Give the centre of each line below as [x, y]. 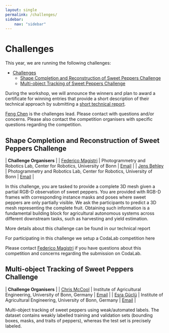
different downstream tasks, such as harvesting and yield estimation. [77, 219]
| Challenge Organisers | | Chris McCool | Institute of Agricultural [73, 289]
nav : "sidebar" [30, 24]
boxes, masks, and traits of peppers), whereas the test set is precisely [78, 320]
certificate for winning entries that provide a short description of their [77, 99]
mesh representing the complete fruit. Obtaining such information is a [77, 208]
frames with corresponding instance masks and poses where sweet [76, 197]
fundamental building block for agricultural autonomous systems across [80, 213]
